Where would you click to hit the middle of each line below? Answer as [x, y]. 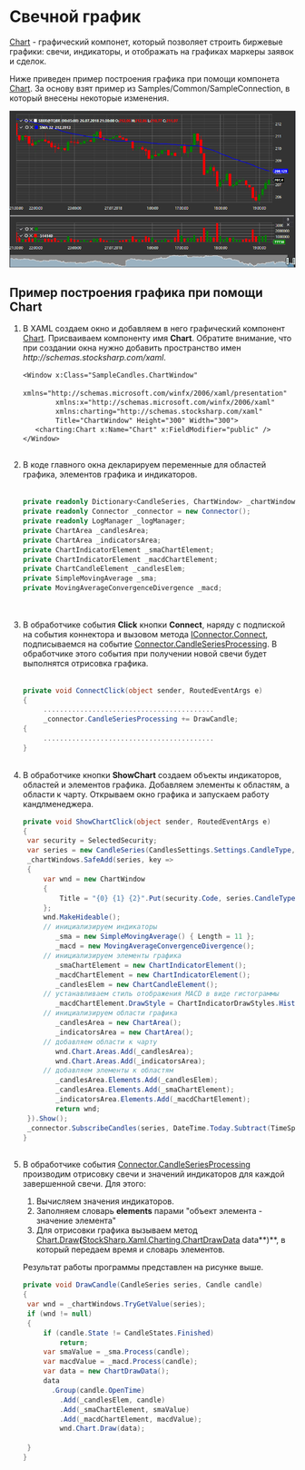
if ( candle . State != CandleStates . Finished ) [129, 1333]
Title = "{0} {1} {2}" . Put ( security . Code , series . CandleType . [179, 898]
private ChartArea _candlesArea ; [86, 530]
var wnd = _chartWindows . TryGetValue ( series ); [117, 1305]
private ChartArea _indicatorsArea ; [92, 540]
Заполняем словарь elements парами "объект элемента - [149, 1211]
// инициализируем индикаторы [100, 927]
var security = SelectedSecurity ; [92, 841]
